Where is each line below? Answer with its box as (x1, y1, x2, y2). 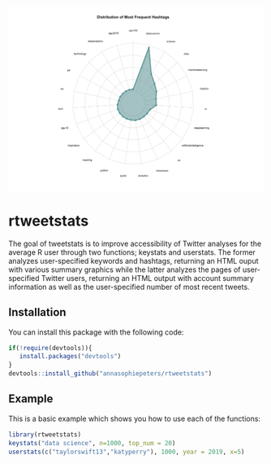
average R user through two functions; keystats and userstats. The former (8, 247, 256, 257)
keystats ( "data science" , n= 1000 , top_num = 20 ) (8, 439, 176, 447)
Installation (8, 305, 67, 319)
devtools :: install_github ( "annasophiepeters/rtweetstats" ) (8, 370, 213, 378)
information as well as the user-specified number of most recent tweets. (8, 282, 250, 291)
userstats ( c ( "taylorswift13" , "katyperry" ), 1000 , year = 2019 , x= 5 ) (8, 448, 245, 456)
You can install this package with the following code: (8, 327, 184, 337)
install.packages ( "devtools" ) (19, 352, 122, 361)
